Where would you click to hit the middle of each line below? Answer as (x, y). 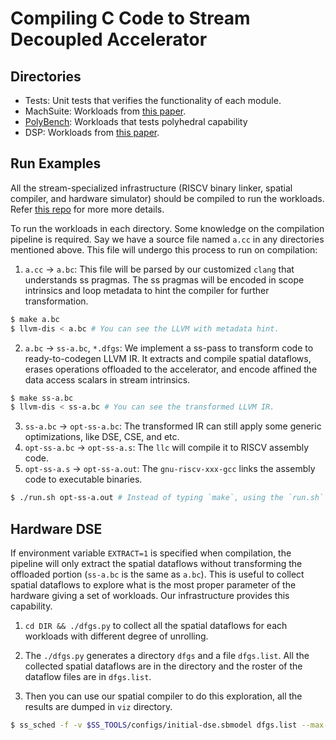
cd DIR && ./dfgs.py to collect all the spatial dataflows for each (156, 625)
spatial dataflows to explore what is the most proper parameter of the (153, 585)
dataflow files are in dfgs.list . (88, 676)
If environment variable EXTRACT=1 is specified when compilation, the (151, 553)
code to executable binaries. (83, 479)
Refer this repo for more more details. (87, 209)
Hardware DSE (56, 528)
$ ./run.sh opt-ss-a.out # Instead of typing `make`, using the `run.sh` (167, 498)
